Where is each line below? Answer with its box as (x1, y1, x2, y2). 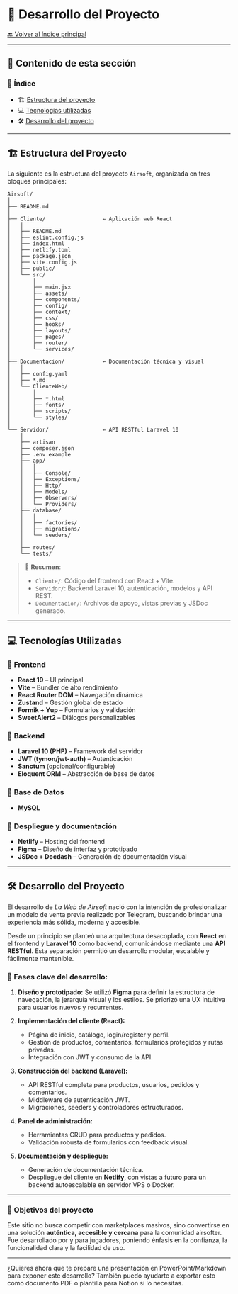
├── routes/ (20, 544, 55, 551)
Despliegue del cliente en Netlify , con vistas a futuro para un (28, 1173, 207, 1182)
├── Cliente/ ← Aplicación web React (7, 215, 173, 223)
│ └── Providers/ (20, 501, 78, 508)
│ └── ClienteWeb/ (7, 383, 69, 390)
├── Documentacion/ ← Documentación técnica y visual (7, 358, 204, 366)
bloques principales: (7, 177, 67, 186)
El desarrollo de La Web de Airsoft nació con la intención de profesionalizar (7, 903, 227, 911)
